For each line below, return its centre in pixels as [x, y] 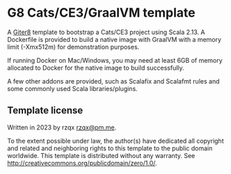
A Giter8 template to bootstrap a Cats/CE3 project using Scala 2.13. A [106, 32]
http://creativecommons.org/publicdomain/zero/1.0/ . [82, 163]
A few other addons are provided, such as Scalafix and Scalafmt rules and [113, 81]
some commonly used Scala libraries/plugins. [72, 88]
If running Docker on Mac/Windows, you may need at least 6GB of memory [115, 60]
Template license [45, 110]
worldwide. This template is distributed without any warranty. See [101, 155]
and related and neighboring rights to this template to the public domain [110, 148]
